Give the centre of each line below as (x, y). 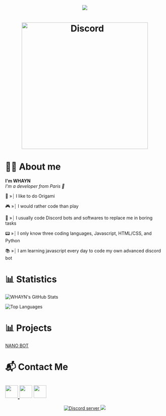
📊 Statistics (31, 280)
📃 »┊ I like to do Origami (30, 196)
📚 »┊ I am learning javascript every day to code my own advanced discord (83, 251)
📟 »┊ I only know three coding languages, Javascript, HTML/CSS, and (79, 233)
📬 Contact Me (37, 367)
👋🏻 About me (33, 167)
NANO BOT (17, 346)
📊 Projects (29, 328)
